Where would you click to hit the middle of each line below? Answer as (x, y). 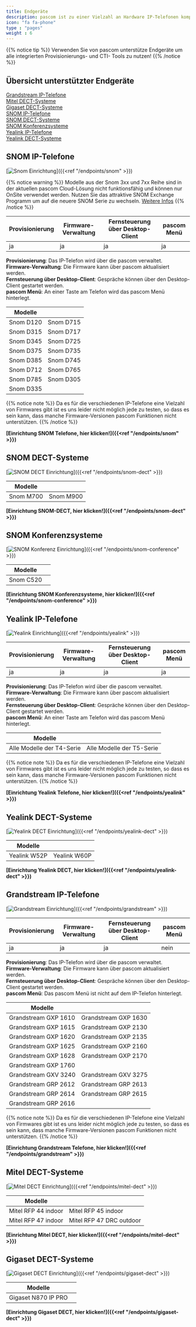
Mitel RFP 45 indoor (96, 1211)
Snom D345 (26, 341)
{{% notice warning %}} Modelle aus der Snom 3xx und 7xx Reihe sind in (94, 182)
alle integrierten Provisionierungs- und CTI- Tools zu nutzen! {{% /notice (93, 56)
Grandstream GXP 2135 (114, 1037)
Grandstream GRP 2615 (114, 1093)
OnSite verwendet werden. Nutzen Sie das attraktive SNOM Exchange (90, 194)
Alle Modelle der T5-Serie (123, 748)
